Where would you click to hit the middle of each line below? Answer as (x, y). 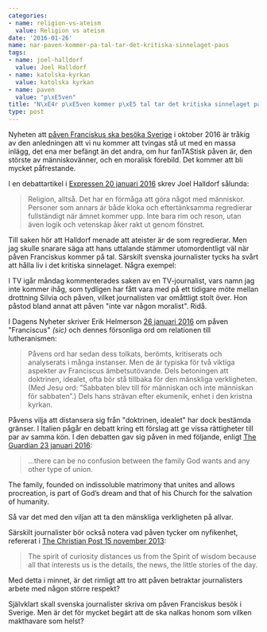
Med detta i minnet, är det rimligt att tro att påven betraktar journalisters (126, 580)
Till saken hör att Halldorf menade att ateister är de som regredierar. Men (128, 240)
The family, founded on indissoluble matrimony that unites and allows (122, 485)
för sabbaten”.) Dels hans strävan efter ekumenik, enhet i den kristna (140, 396)
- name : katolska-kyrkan (49, 75)
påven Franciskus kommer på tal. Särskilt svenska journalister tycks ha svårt (133, 257)
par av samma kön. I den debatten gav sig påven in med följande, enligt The (132, 437)
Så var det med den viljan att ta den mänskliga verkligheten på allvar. (121, 517)
